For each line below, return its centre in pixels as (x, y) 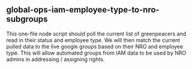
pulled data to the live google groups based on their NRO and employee (95, 46)
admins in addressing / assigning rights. (55, 59)
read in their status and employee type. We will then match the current (93, 40)
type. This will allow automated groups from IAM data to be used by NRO (96, 53)
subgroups (27, 19)
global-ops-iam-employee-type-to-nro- (83, 10)
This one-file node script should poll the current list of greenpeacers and (96, 34)
